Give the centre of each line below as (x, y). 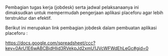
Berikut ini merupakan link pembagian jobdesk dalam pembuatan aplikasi (81, 28)
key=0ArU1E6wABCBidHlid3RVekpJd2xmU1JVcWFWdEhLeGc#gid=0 (77, 48)
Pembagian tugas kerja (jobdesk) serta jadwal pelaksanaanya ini (72, 7)
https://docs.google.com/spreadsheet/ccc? (50, 43)
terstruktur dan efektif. (29, 18)
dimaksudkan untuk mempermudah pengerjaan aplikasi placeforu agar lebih (84, 13)
